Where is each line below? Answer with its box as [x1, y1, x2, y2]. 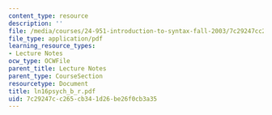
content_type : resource [8, 11, 89, 20]
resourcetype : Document [8, 79, 89, 87]
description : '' [8, 19, 63, 28]
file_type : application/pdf [8, 34, 104, 43]
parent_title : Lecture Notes [8, 65, 107, 73]
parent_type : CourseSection [8, 72, 104, 80]
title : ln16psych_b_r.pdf [8, 87, 96, 96]
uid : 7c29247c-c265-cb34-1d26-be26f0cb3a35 [8, 95, 158, 103]
